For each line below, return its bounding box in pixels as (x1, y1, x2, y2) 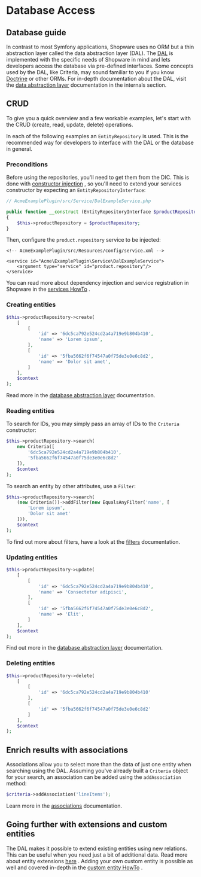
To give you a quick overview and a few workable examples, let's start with (6, 114, 191, 121)
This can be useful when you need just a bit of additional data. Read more (6, 851, 188, 858)
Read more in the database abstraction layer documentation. (6, 392, 156, 399)
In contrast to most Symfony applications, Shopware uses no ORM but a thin (6, 43, 194, 50)
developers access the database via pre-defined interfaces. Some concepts (6, 62, 194, 69)
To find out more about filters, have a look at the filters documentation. (6, 538, 181, 545)
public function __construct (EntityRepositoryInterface (6, 209, 151, 215)
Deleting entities (6, 659, 56, 668)
